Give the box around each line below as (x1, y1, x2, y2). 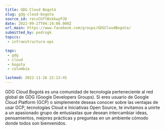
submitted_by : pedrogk (5, 30, 52, 35)
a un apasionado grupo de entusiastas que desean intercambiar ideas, (5, 110, 148, 116)
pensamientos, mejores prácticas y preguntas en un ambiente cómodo (5, 115, 149, 121)
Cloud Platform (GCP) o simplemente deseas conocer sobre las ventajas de (5, 99, 159, 105)
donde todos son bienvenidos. (5, 120, 67, 126)
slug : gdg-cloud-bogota (5, 12, 54, 17)
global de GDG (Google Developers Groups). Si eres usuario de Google (5, 94, 149, 100)
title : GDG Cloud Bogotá (5, 7, 56, 12)
